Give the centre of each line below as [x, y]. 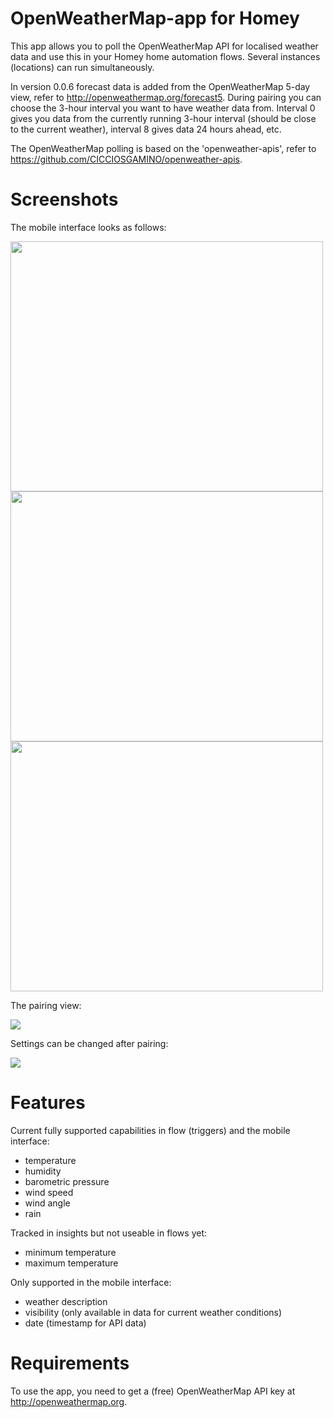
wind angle [47, 1203]
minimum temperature [70, 1252]
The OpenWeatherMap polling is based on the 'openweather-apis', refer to [163, 148]
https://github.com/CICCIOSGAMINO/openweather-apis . [126, 159]
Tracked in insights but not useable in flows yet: [109, 1233]
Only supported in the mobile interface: [91, 1282]
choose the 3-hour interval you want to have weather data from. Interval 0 [163, 108]
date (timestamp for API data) [85, 1323]
